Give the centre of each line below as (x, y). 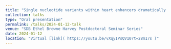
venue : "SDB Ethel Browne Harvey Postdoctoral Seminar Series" (74, 29)
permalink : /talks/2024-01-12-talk (43, 24)
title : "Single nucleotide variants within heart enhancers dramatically (86, 10)
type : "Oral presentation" (34, 19)
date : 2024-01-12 (24, 34)
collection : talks (25, 15)
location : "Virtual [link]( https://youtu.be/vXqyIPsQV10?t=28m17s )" (82, 39)
